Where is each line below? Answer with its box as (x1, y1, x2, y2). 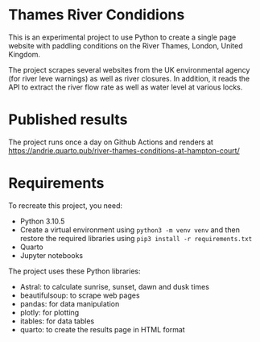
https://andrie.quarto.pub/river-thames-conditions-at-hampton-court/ (8, 145, 240, 155)
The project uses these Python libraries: (8, 266, 141, 276)
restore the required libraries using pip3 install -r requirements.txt (19, 233, 253, 243)
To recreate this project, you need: (8, 200, 123, 211)
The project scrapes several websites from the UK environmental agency (8, 65, 250, 74)
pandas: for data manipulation (19, 298, 120, 308)
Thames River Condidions (8, 6, 185, 24)
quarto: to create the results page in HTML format (19, 324, 185, 334)
